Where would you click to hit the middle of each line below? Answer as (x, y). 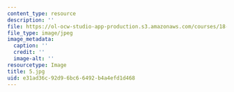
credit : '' (29, 53)
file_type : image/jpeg (40, 33)
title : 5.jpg (26, 71)
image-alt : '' (34, 59)
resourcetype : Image (37, 65)
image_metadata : (31, 39)
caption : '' (31, 46)
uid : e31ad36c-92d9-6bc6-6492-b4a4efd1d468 (71, 78)
